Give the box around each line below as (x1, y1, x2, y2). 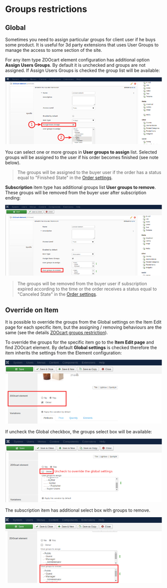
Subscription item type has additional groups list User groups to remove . (5, 185, 156, 191)
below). (5, 160, 21, 166)
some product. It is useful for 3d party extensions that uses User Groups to (5, 42, 159, 48)
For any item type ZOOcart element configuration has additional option (5, 57, 150, 63)
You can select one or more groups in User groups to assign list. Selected (5, 149, 158, 155)
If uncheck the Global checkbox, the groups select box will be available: (5, 428, 153, 434)
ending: (5, 195, 21, 201)
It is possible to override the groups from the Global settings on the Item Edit (5, 319, 162, 325)
